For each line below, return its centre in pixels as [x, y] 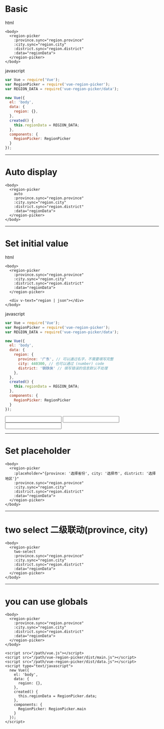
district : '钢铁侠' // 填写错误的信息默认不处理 [63, 368]
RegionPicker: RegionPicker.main [52, 709]
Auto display [31, 172]
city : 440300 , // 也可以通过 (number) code [61, 364]
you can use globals [46, 601]
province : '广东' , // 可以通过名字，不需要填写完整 [66, 359]
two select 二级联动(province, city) [77, 530]
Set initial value [37, 244]
